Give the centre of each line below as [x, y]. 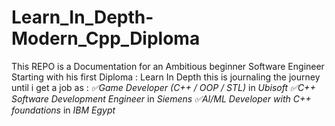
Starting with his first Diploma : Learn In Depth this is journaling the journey [166, 77]
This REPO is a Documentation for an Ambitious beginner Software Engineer [168, 66]
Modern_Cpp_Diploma [106, 38]
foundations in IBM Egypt [63, 110]
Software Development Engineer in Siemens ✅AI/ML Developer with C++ [161, 98]
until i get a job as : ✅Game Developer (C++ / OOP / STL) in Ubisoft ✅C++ [163, 87]
